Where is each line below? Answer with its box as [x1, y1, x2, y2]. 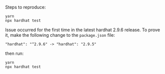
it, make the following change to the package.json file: [5, 32, 115, 38]
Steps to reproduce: [5, 4, 46, 10]
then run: [5, 51, 24, 56]
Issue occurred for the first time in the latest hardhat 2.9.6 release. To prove [5, 27, 161, 33]
